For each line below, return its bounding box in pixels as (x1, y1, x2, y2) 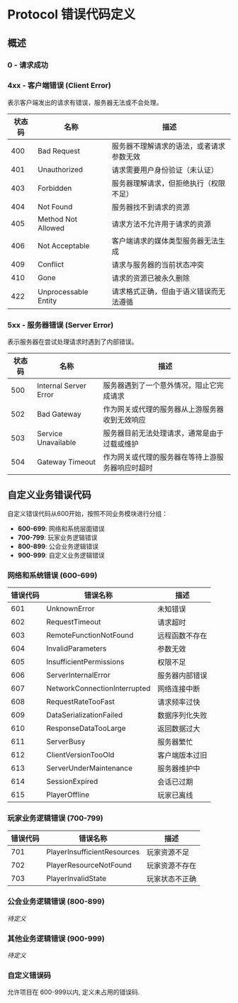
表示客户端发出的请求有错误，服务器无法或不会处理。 (7, 98, 163, 106)
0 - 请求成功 (7, 60, 48, 69)
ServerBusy (46, 736, 86, 746)
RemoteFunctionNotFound (46, 630, 134, 640)
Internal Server (37, 381, 86, 391)
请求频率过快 (157, 697, 200, 707)
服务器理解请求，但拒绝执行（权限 (111, 178, 225, 188)
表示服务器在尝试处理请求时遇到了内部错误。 (7, 337, 138, 346)
